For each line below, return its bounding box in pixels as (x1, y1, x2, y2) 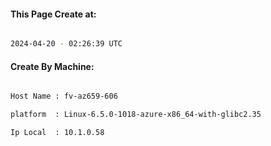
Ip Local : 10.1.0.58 (10, 128, 105, 138)
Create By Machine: (10, 60, 95, 72)
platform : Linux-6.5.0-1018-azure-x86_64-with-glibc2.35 (10, 110, 262, 120)
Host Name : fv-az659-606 (10, 91, 118, 102)
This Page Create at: (10, 8, 97, 20)
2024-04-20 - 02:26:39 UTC (10, 39, 123, 49)
